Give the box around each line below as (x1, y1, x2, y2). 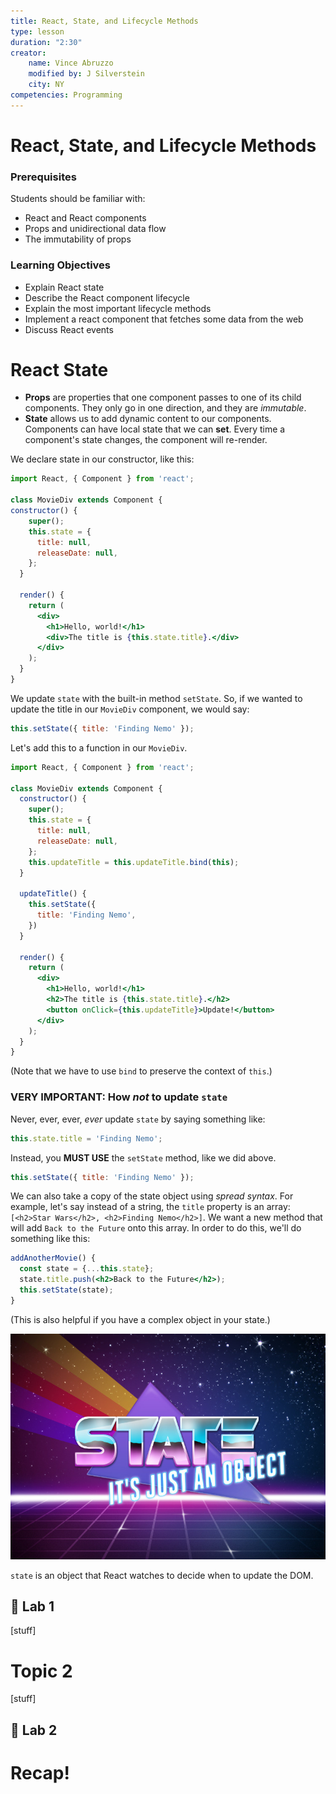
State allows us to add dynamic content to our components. (24, 413, 272, 425)
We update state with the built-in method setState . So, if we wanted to (10, 692, 303, 704)
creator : (10, 48, 47, 58)
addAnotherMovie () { (10, 1253, 97, 1264)
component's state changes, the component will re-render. (24, 434, 268, 446)
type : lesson (10, 26, 65, 37)
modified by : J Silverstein (28, 69, 145, 79)
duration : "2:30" (10, 37, 83, 47)
